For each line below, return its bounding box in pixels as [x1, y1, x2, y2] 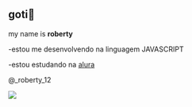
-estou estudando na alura [8, 59, 95, 69]
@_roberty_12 [8, 75, 52, 84]
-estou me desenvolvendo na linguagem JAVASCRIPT [8, 44, 184, 54]
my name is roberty [8, 29, 74, 38]
